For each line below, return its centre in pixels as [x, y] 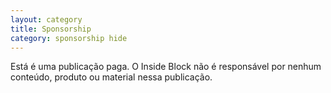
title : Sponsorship [51, 29]
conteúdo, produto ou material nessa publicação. [111, 77]
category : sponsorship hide [69, 38]
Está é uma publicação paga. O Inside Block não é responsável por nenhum [166, 67]
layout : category [46, 19]
